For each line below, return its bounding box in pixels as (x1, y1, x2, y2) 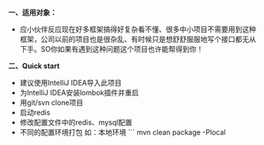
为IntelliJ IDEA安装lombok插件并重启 (19, 88, 140, 97)
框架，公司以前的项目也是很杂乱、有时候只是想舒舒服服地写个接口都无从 (19, 35, 256, 44)
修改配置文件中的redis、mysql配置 (19, 118, 132, 127)
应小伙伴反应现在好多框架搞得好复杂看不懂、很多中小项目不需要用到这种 (19, 25, 256, 34)
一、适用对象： (8, 8, 57, 17)
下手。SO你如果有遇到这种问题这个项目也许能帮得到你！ (19, 44, 204, 54)
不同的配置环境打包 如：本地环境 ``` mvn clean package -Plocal (19, 128, 226, 137)
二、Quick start (8, 61, 60, 71)
